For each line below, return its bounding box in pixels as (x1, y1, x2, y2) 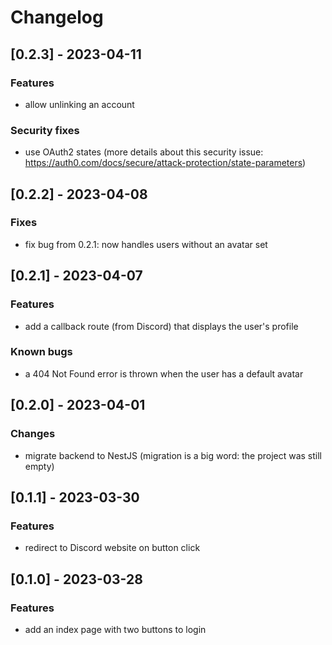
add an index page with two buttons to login (24, 623, 207, 635)
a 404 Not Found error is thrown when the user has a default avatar (24, 367, 304, 380)
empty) (24, 460, 55, 472)
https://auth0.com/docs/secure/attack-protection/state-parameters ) (24, 157, 307, 169)
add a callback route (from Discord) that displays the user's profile (24, 320, 299, 332)
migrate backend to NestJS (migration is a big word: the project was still (24, 449, 323, 461)
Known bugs (10, 345, 73, 359)
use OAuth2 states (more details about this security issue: (24, 146, 264, 158)
